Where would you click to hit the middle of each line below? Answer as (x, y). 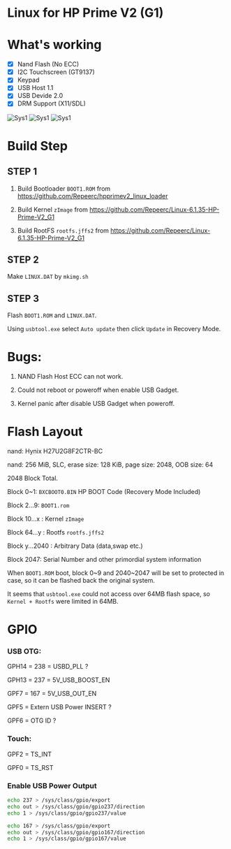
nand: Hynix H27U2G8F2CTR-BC (55, 451)
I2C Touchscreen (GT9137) (56, 72)
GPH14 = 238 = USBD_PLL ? (48, 667)
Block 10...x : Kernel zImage (46, 519)
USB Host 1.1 (35, 88)
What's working (54, 45)
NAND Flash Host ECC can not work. (70, 377)
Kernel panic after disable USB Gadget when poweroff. (96, 404)
